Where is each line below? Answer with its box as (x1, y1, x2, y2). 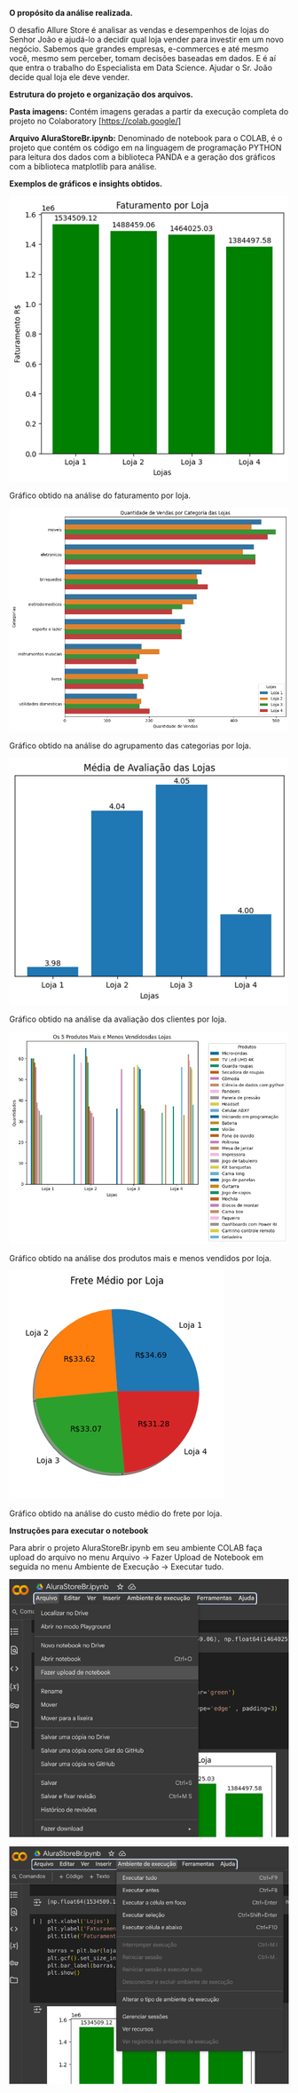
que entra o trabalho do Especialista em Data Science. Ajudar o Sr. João (9, 62, 273, 73)
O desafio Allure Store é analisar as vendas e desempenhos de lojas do (9, 25, 270, 35)
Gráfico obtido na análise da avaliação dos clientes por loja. (9, 1014, 227, 1024)
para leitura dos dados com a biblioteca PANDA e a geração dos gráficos (9, 152, 276, 162)
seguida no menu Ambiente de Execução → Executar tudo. (9, 1561, 224, 1572)
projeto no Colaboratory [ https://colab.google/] (9, 115, 182, 126)
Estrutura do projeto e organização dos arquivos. (9, 89, 193, 99)
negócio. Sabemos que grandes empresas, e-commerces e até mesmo (9, 43, 269, 54)
